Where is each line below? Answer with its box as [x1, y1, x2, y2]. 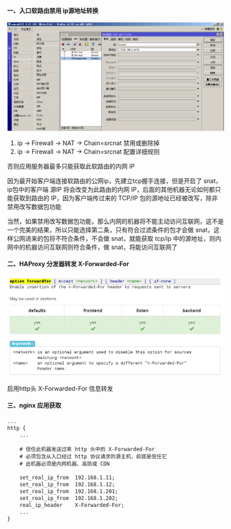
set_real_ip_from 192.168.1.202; [19, 495, 118, 501]
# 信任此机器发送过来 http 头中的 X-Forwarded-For [19, 446, 155, 453]
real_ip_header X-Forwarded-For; [19, 501, 125, 508]
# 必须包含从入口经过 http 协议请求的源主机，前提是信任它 [19, 453, 167, 460]
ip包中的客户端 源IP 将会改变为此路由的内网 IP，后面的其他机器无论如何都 [7, 185, 215, 193]
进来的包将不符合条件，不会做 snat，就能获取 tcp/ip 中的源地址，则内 [25, 234, 221, 242]
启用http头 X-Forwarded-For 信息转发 [7, 384, 113, 392]
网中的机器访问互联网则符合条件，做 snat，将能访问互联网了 [7, 243, 178, 251]
